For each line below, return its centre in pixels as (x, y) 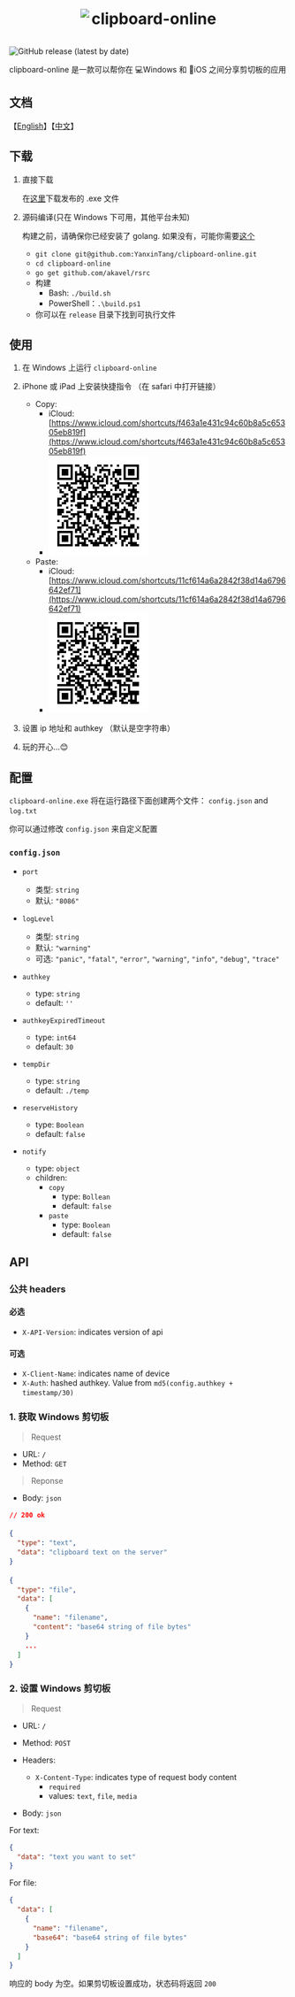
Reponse (47, 1480)
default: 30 (54, 1047)
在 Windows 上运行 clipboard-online (89, 368)
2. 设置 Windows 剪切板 (60, 1688)
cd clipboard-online (73, 264)
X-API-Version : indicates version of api (92, 1332)
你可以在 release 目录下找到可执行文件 (106, 314)
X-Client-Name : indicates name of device (96, 1374)
